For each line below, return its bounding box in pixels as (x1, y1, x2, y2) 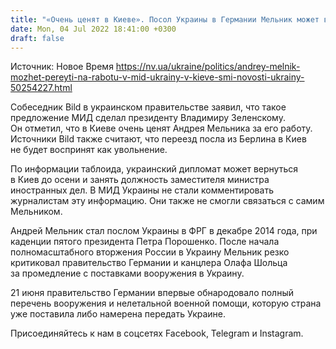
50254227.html (10, 82, 73, 94)
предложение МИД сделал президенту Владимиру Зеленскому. (10, 112, 286, 124)
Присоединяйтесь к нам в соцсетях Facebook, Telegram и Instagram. (10, 327, 304, 340)
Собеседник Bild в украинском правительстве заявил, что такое (10, 101, 287, 113)
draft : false (10, 33, 65, 43)
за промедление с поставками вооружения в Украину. (10, 267, 245, 280)
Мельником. (10, 206, 63, 218)
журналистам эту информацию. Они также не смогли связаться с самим (10, 195, 325, 207)
